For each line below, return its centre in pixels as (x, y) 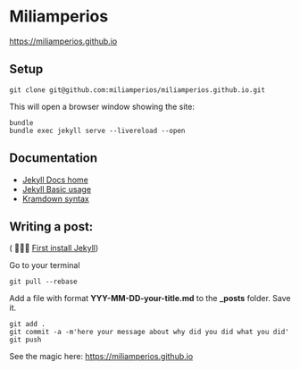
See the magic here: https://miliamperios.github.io (101, 357)
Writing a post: (51, 227)
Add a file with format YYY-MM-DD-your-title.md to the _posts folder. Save (150, 299)
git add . (28, 324)
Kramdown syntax (55, 198)
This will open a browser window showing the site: (102, 106)
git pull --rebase (43, 282)
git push (25, 340)
